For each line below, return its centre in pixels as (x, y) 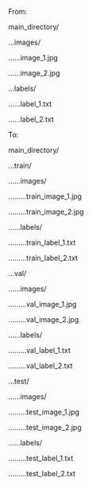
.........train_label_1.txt (42, 242)
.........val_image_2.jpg (44, 320)
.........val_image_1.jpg (42, 304)
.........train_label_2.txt (43, 258)
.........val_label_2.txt (40, 366)
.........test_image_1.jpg (44, 412)
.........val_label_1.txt (40, 350)
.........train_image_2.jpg (46, 211)
